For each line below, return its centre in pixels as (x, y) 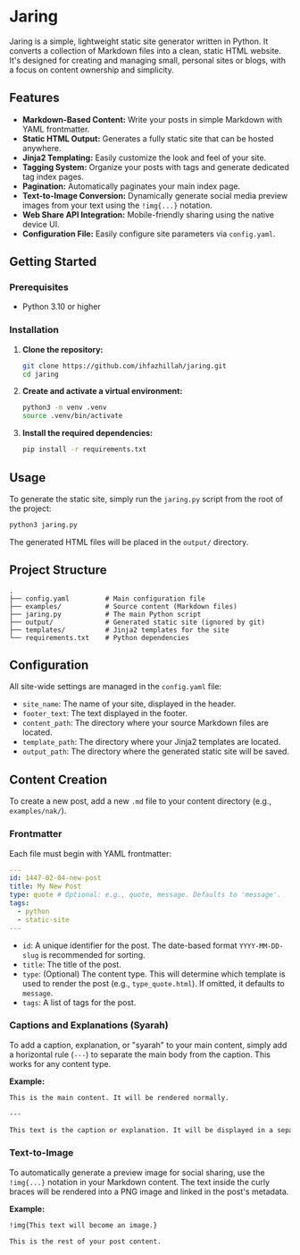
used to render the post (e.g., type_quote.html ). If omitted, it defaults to (153, 983)
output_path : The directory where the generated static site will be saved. (156, 751)
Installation (34, 330)
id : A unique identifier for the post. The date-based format (130, 945)
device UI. (41, 224)
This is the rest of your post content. (86, 1242)
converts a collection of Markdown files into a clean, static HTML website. (146, 50)
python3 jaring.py (43, 525)
